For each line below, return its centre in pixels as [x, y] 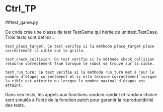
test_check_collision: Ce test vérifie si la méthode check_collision [80, 59]
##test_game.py [22, 22]
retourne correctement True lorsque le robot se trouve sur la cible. [80, 63]
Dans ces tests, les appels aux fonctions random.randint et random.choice [81, 94]
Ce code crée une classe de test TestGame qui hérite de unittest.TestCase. [82, 32]
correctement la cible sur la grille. [45, 51]
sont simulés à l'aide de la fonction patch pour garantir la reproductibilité [80, 100]
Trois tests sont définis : [30, 37]
